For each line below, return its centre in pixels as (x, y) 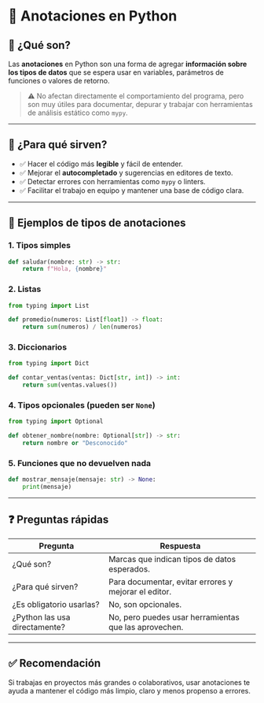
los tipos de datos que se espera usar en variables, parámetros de (116, 72)
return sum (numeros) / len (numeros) (82, 327)
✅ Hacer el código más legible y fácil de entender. (101, 164)
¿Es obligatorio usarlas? (56, 604)
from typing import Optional (56, 422)
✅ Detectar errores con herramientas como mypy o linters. (112, 181)
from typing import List (49, 305)
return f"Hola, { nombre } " (65, 269)
